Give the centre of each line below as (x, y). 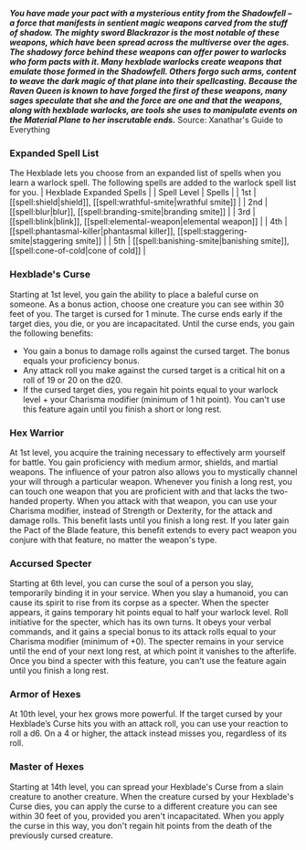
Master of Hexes (47, 767)
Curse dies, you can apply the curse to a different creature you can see (143, 806)
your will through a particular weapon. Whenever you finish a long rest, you (151, 481)
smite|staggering (42, 241)
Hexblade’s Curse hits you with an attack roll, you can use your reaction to (149, 724)
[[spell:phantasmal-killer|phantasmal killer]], (93, 231)
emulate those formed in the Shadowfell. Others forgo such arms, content (153, 71)
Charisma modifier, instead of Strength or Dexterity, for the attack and (141, 510)
